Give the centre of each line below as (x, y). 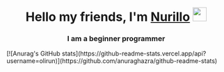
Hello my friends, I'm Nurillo (108, 17)
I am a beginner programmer (116, 39)
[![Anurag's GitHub (33, 54)
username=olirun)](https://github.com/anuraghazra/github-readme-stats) (112, 61)
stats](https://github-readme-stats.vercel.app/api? (134, 54)
